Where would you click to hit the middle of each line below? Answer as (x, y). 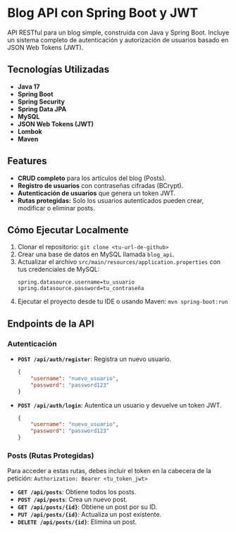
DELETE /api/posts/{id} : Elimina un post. (77, 522)
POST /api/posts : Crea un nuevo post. (73, 500)
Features (27, 161)
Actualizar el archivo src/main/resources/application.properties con (119, 262)
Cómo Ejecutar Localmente (68, 230)
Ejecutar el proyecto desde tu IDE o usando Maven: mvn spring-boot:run (123, 301)
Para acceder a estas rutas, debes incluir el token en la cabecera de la (109, 471)
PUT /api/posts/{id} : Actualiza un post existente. (89, 515)
